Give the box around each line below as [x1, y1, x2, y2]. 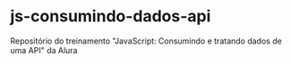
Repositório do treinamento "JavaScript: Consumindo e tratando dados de [10, 35, 283, 46]
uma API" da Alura [10, 44, 78, 55]
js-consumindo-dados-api [10, 6, 211, 27]
